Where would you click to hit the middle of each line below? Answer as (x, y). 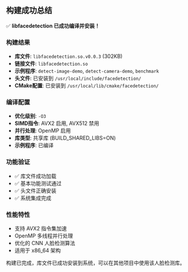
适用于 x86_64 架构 (38, 250)
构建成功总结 (29, 11)
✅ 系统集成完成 (33, 198)
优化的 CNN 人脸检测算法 (45, 243)
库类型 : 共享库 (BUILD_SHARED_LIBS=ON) (65, 138)
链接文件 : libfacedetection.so (51, 64)
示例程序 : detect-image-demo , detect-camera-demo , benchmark (87, 71)
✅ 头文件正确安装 (35, 191)
